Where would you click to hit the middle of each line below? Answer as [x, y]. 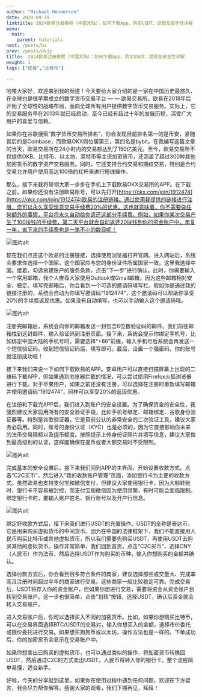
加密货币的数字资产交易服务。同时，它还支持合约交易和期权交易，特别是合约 [101, 164]
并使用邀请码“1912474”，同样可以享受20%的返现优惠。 [75, 392]
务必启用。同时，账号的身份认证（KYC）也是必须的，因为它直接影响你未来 [99, 427]
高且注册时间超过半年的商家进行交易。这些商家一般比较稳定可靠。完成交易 [98, 582]
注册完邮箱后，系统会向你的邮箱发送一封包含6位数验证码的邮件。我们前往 [97, 326]
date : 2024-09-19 [28, 17]
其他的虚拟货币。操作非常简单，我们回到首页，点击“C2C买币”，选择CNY [101, 546]
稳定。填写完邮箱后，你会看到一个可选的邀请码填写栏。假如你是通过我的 [106, 285]
